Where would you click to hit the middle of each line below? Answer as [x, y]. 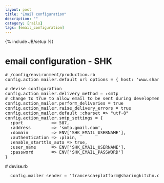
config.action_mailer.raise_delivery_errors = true [68, 108]
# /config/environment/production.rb [50, 75]
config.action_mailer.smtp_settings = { [54, 118]
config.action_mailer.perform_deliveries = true [64, 103]
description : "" [21, 19]
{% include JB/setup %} [29, 41]
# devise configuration [33, 89]
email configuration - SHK [59, 61]
